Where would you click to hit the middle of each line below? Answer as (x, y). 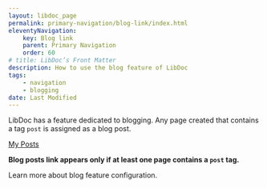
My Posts (24, 144)
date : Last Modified (43, 98)
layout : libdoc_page (43, 16)
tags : (17, 75)
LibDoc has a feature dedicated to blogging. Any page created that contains (133, 120)
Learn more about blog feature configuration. (83, 175)
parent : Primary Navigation (69, 46)
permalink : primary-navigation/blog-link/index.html (98, 23)
